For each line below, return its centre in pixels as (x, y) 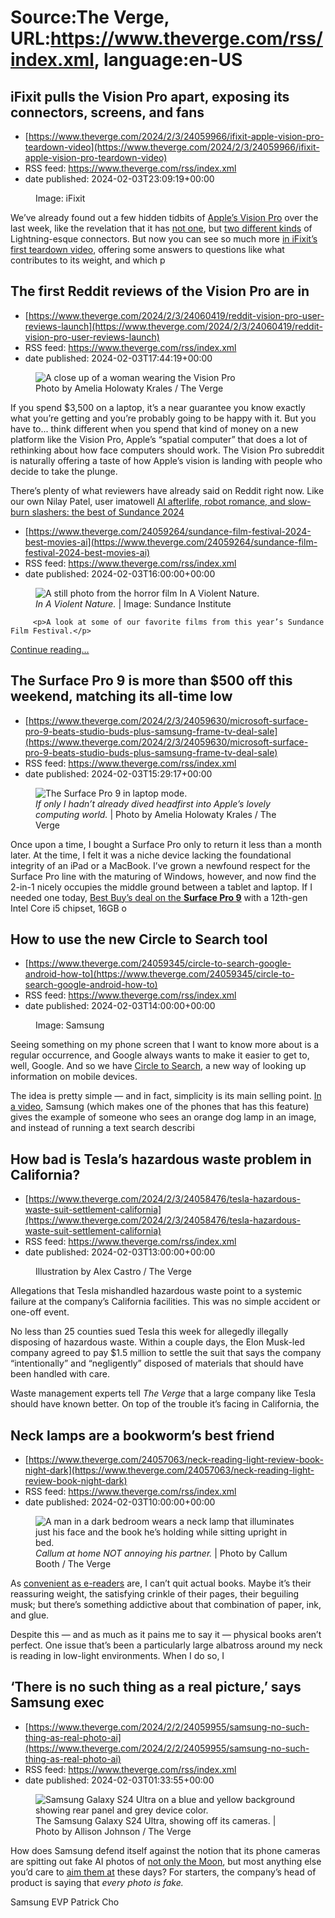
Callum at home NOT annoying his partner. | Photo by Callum (161, 1553)
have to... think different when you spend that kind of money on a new (154, 428)
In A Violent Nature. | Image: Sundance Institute (133, 603)
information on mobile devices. (74, 1077)
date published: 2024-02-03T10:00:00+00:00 (120, 1502)
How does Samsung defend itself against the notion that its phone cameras (165, 1850)
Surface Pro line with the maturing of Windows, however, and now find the (163, 876)
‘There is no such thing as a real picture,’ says (156, 1687)
